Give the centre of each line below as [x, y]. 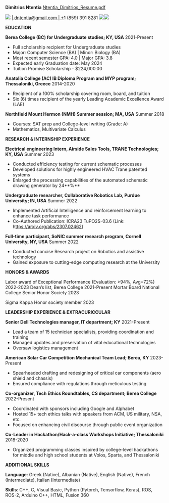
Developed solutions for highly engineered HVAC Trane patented [80, 169]
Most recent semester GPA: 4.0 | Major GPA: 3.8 [62, 58]
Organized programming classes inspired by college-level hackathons [85, 450]
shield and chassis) [33, 378]
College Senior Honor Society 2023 [42, 292]
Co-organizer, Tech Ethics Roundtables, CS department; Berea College [81, 393]
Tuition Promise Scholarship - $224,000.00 [57, 68]
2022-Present [20, 399]
